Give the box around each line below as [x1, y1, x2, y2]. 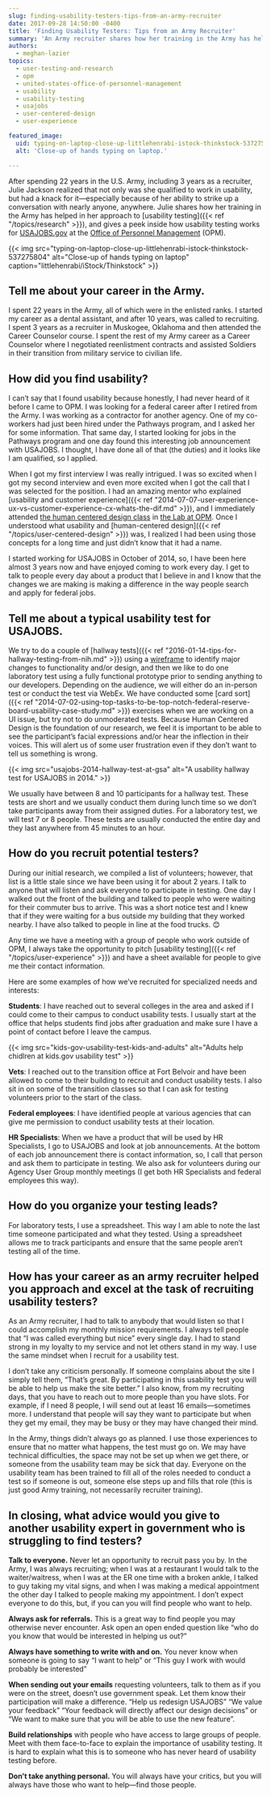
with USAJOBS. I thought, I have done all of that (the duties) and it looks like [8, 445, 261, 455]
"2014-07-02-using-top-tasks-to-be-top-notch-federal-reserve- [35, 697, 251, 706]
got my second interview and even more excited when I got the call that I [8, 478, 250, 488]
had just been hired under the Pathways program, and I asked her [37, 419, 256, 429]
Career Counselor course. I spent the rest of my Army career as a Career [8, 331, 251, 341]
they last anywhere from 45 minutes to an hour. [8, 823, 166, 833]
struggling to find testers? [8, 1534, 143, 1548]
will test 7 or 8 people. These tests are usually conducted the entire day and [8, 814, 261, 824]
